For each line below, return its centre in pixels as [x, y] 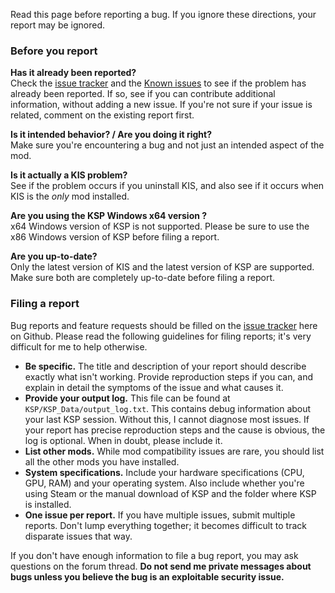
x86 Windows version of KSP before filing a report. [115, 237]
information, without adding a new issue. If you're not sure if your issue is [161, 105]
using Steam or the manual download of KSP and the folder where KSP [170, 493]
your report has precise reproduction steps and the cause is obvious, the [175, 430]
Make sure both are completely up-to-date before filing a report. [142, 278]
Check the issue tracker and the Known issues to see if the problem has [158, 83]
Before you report [54, 51]
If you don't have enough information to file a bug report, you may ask [154, 555]
